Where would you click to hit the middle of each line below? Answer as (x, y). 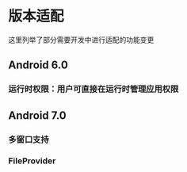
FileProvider (32, 161)
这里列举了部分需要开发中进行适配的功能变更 (81, 40)
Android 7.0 (37, 115)
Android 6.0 (38, 65)
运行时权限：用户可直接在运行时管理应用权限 (93, 90)
